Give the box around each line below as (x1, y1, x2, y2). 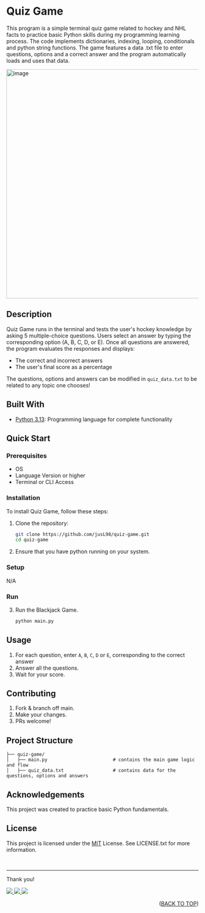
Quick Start (6, 433, 51, 444)
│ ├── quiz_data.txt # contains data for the (6, 768, 176, 774)
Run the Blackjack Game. (15, 606, 78, 614)
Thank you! (6, 875, 35, 882)
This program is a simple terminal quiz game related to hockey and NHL (6, 24, 187, 32)
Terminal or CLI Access (15, 479, 74, 486)
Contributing (6, 688, 56, 698)
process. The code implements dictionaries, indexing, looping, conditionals (6, 37, 195, 45)
